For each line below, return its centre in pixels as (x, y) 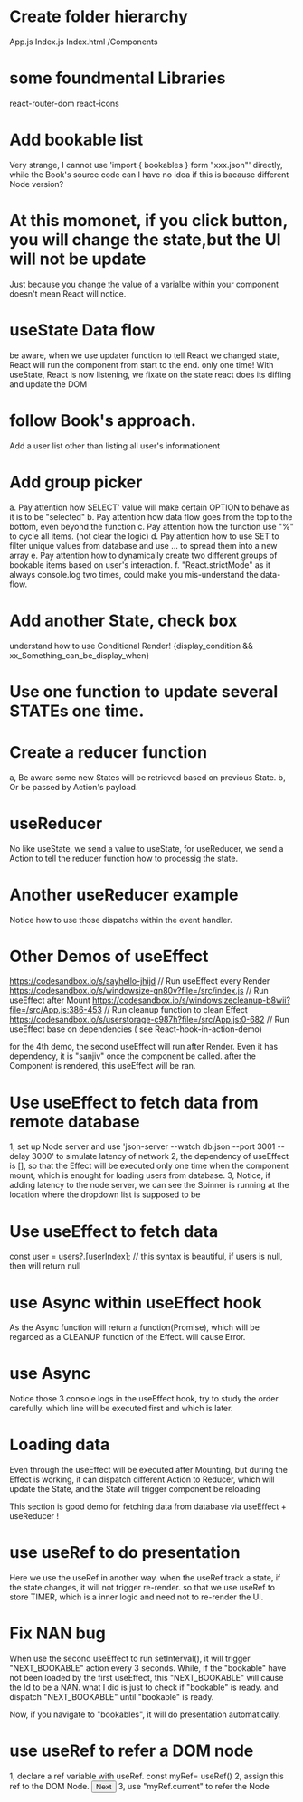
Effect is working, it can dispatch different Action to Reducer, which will (142, 1479)
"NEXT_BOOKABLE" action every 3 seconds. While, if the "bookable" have (148, 1668)
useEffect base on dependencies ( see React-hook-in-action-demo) (136, 1029)
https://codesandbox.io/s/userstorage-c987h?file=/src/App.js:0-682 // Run (149, 1020)
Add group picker (76, 482)
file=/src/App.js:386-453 (56, 1010)
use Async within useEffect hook (136, 1302)
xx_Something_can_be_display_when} (80, 655)
